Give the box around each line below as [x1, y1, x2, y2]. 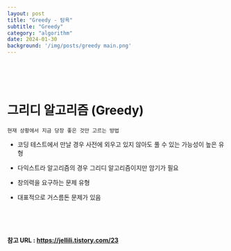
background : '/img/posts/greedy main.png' [7, 42, 132, 49]
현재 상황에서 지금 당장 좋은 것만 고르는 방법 [7, 127, 119, 134]
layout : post [7, 10, 45, 17]
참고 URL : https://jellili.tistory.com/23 [7, 236, 119, 244]
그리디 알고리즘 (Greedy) [7, 103, 144, 119]
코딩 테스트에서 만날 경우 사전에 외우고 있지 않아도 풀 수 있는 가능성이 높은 [17, 140, 217, 148]
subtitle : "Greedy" [7, 23, 64, 30]
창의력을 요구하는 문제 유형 [17, 178, 90, 187]
